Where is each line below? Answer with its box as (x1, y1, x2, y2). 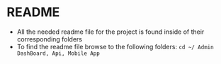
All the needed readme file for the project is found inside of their (16, 27, 205, 36)
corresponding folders (16, 34, 83, 43)
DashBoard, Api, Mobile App (16, 50, 100, 57)
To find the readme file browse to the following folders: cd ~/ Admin (16, 42, 214, 51)
